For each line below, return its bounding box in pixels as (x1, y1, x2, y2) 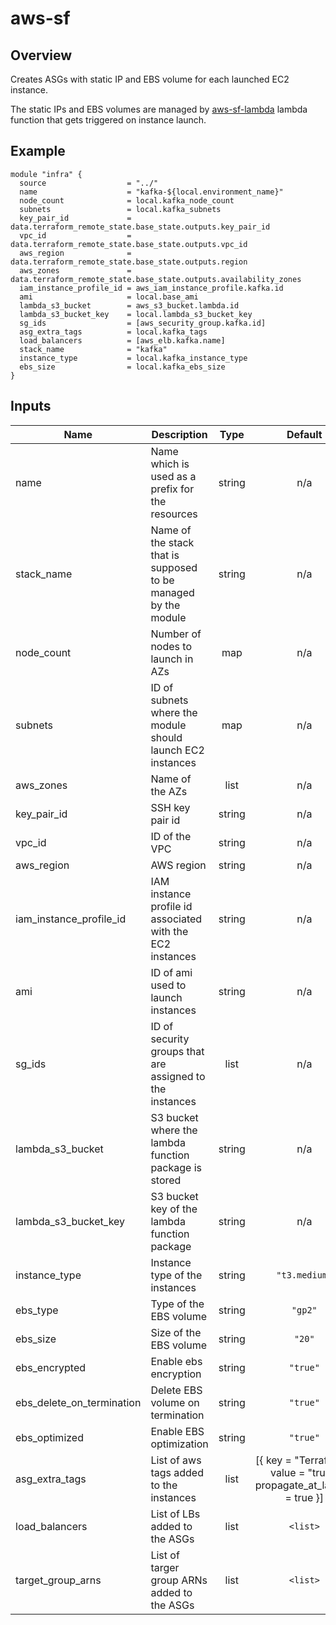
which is (150, 457, 190, 471)
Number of (150, 627, 202, 641)
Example (10, 143, 66, 160)
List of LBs (150, 1507, 201, 1521)
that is (150, 548, 180, 562)
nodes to (150, 639, 192, 653)
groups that (150, 1044, 205, 1058)
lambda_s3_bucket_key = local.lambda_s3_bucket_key (19, 309, 253, 319)
